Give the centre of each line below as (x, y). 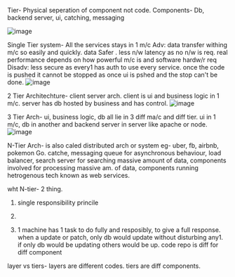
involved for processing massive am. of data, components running (103, 168)
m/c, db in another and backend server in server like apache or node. (107, 124)
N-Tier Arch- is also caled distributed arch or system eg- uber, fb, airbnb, (113, 146)
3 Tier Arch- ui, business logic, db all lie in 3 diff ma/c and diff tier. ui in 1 (112, 117)
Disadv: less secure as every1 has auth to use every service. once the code (116, 67)
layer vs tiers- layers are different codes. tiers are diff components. (104, 266)
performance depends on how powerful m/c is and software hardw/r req (112, 60)
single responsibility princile (58, 202)
